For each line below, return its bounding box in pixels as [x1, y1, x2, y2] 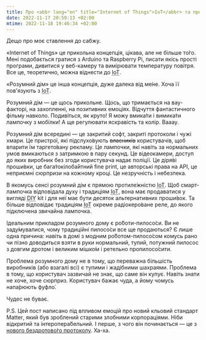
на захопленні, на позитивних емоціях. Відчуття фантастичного [29, 106, 196, 113]
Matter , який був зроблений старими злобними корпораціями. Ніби [6, 314, 183, 321]
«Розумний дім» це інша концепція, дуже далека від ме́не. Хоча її [6, 80, 180, 88]
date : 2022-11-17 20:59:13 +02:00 [6, 15, 95, 21]
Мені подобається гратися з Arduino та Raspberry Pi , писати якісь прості [6, 56, 197, 63]
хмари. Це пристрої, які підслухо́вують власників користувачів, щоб [6, 137, 186, 144]
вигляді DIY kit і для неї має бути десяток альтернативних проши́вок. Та [6, 195, 195, 202]
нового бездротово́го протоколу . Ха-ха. [6, 326, 110, 334]
